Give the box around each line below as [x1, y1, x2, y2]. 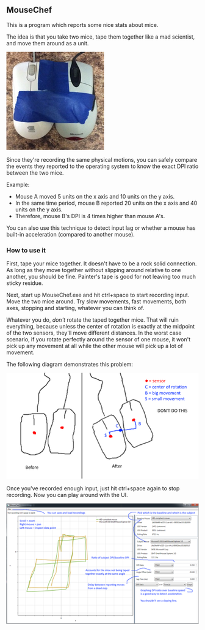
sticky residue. [6, 279, 43, 287]
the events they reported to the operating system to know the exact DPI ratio [6, 162, 199, 170]
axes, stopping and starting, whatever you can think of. [6, 305, 145, 312]
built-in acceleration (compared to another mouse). [6, 230, 135, 238]
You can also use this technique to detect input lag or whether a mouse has [6, 224, 196, 232]
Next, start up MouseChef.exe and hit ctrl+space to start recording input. [6, 291, 190, 299]
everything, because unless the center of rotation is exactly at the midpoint [6, 323, 195, 330]
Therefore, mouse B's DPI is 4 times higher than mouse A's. [15, 212, 165, 219]
